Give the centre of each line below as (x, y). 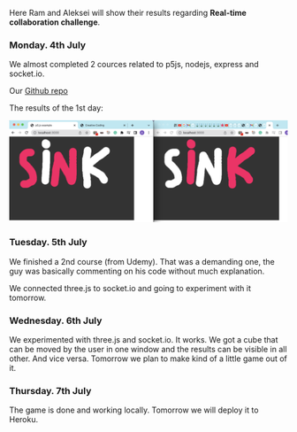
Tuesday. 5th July (48, 243)
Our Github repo (38, 91)
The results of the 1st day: (56, 108)
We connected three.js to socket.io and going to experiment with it (130, 288)
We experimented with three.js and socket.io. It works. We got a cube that (144, 339)
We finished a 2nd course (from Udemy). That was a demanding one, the (142, 261)
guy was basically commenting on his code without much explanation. (137, 271)
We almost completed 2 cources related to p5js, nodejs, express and (134, 65)
